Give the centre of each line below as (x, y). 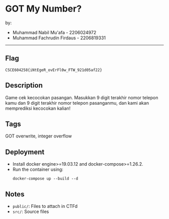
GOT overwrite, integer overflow (38, 136)
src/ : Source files (31, 211)
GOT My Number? (44, 9)
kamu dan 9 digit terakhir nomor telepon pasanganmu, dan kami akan (77, 103)
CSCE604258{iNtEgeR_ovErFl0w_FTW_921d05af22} (54, 70)
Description (24, 85)
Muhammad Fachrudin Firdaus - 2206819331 (59, 38)
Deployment (25, 152)
